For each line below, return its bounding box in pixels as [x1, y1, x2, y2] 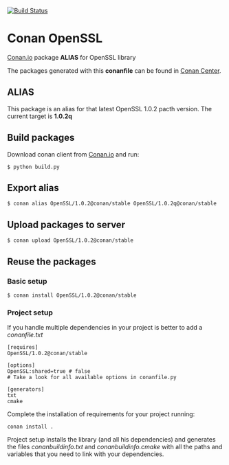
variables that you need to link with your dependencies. [7, 450, 164, 458]
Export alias [7, 182, 60, 194]
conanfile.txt [7, 330, 43, 339]
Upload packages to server [7, 218, 126, 230]
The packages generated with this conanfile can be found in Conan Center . [7, 66, 221, 75]
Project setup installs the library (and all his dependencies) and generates [7, 435, 216, 444]
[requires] [7, 344, 39, 351]
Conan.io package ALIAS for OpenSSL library [7, 53, 136, 61]
